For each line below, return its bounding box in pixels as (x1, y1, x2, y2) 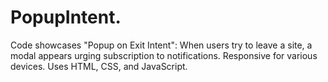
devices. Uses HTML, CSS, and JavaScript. (10, 60, 188, 72)
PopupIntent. (10, 6, 122, 29)
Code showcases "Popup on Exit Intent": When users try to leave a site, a (10, 39, 313, 51)
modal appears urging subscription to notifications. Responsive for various (10, 49, 318, 61)
